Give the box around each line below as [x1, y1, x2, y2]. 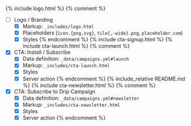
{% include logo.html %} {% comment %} [5, 5, 106, 12]
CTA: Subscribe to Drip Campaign [13, 87, 96, 95]
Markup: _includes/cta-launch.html [22, 62, 110, 69]
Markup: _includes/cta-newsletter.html [22, 101, 120, 108]
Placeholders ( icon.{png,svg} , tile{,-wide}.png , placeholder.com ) [22, 29, 183, 37]
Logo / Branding [13, 16, 53, 23]
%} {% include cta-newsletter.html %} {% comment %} [22, 82, 156, 89]
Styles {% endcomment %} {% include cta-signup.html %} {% [22, 36, 173, 43]
